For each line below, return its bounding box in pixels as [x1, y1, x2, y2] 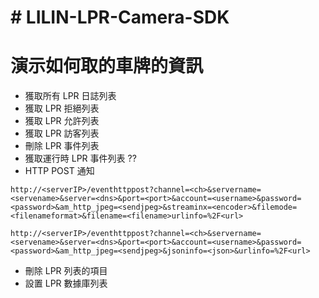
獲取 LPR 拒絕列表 [24, 102, 100, 115]
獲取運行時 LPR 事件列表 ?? [24, 152, 137, 165]
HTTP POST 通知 [24, 165, 95, 177]
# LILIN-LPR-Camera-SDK [10, 6, 230, 29]
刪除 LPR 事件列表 [24, 140, 100, 152]
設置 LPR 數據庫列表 [24, 277, 108, 290]
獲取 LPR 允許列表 [24, 115, 100, 127]
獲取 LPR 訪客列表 [24, 127, 100, 140]
